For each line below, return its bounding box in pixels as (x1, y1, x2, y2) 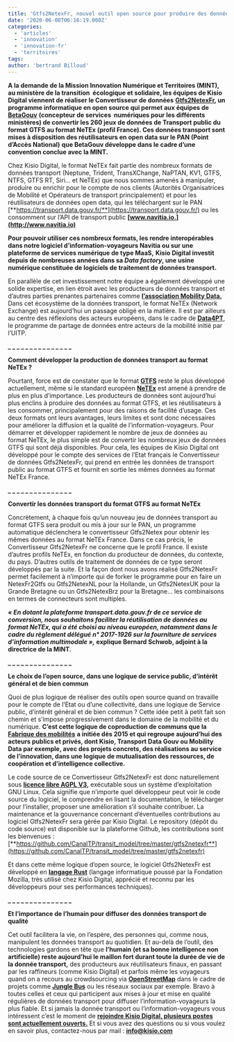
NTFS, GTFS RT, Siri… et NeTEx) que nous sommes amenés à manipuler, (8, 175, 216, 184)
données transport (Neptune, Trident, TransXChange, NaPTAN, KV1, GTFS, (8, 168, 222, 177)
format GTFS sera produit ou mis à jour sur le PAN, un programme (8, 520, 197, 529)
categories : (8, 23, 42, 30)
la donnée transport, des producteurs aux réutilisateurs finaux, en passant (8, 960, 222, 968)
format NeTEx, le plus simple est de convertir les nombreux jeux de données (8, 436, 226, 444)
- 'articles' (14, 29, 52, 37)
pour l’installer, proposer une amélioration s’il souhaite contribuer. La (8, 802, 204, 811)
